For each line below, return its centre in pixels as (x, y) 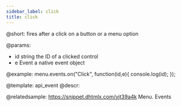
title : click (22, 17)
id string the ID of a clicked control (56, 56)
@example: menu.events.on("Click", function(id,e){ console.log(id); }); (91, 74)
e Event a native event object (50, 63)
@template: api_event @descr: (43, 85)
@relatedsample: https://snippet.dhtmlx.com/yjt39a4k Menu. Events (89, 97)
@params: (19, 45)
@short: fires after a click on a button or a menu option (73, 33)
